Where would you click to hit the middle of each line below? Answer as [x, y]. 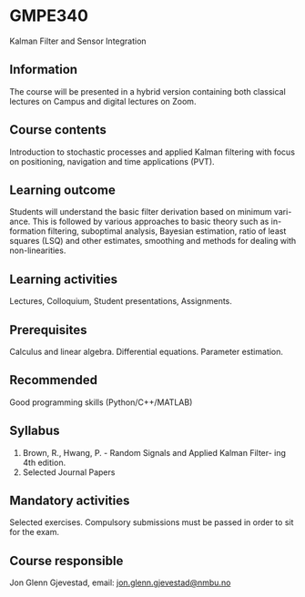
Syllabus [35, 431]
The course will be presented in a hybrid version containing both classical [148, 91]
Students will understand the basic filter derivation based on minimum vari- [151, 212]
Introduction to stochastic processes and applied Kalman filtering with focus [152, 152]
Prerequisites [48, 330]
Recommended [54, 380]
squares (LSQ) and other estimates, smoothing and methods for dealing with [153, 241]
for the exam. [34, 532]
